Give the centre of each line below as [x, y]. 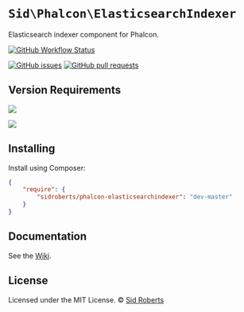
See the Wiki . [30, 256]
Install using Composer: [47, 168]
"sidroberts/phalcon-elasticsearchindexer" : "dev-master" [135, 197]
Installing [32, 149]
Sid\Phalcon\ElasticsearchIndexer [122, 14]
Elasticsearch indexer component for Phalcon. [83, 34]
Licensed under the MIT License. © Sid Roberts [86, 299]
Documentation [48, 237]
